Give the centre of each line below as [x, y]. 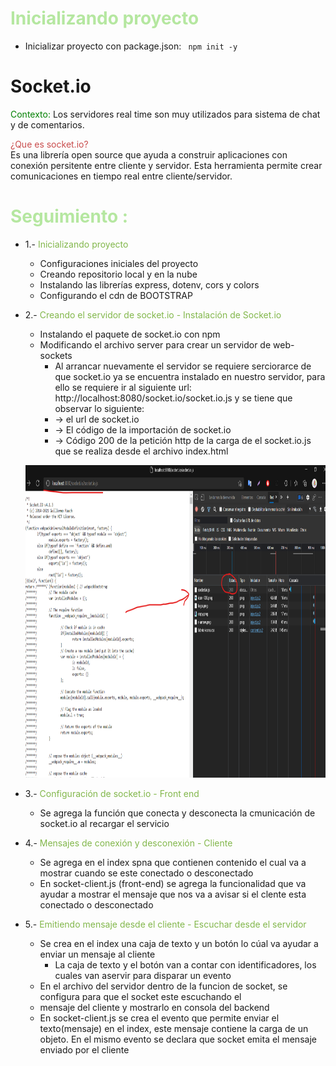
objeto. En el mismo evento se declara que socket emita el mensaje [178, 1039]
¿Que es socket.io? [49, 144]
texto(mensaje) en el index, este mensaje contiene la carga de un [174, 1028]
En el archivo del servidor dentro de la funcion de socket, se [163, 986]
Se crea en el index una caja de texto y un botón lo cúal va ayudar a [179, 943]
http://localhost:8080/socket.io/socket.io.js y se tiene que [173, 398]
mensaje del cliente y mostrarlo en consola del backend [154, 1007]
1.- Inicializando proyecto [76, 244]
